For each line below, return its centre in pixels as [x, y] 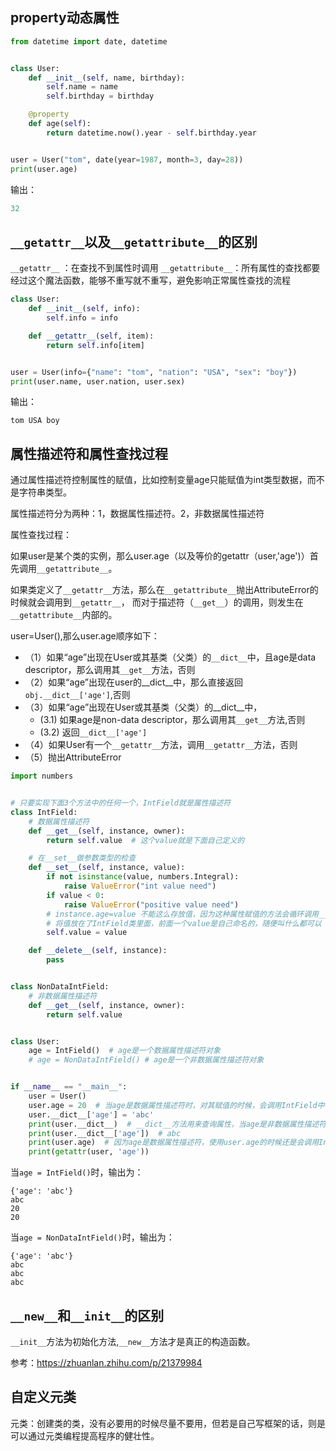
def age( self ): [60, 124]
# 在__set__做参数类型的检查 [82, 858]
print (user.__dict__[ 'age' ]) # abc [105, 1133]
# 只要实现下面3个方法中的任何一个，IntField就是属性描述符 [121, 803]
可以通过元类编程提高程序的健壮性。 [85, 1435]
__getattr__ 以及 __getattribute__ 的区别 [134, 241]
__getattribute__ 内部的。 [64, 615]
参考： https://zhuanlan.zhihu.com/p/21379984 [106, 1362]
